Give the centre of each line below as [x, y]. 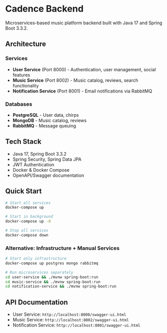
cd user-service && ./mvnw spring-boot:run [52, 277]
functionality [26, 85]
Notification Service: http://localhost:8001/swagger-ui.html [76, 325]
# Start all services [28, 203]
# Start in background [29, 217]
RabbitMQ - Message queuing [44, 126]
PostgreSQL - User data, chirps [46, 115]
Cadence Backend [45, 9]
